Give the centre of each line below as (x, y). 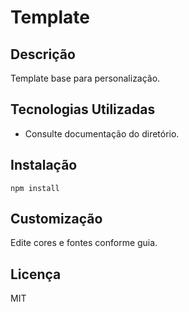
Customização (56, 219)
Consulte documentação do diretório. (102, 133)
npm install (35, 188)
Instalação (44, 165)
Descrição (43, 54)
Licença (36, 274)
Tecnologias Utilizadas (83, 109)
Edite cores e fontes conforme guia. (84, 243)
